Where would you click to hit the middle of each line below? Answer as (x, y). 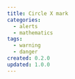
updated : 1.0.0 (29, 65)
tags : (15, 39)
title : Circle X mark (38, 13)
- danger (26, 52)
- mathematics (33, 33)
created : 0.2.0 (29, 58)
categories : (24, 20)
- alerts (26, 26)
